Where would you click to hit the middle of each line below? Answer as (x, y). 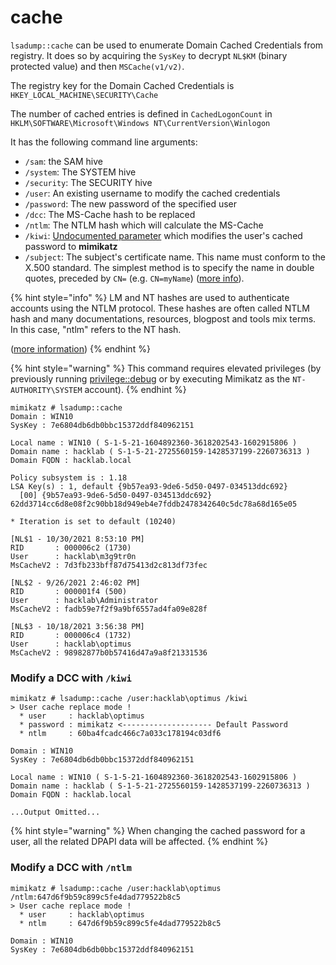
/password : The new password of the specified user (131, 203)
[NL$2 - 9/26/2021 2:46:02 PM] (75, 582)
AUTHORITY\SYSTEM (46, 390)
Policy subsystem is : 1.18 (69, 477)
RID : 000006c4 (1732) (71, 635)
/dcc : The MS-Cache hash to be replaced (110, 214)
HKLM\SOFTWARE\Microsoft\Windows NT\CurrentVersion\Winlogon (140, 123)
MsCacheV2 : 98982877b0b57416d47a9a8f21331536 (109, 652)
